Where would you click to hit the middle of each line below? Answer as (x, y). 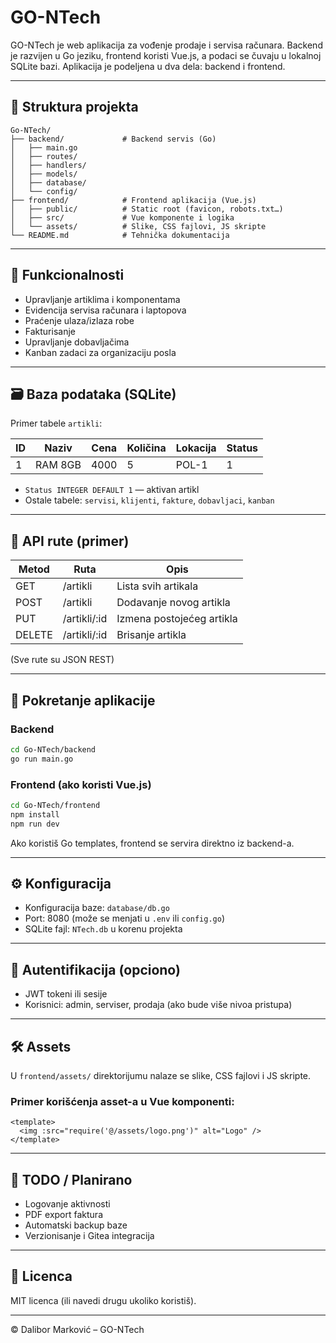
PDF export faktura (64, 1215)
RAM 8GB (58, 465)
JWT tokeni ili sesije (66, 994)
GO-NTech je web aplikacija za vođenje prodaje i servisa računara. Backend (166, 45)
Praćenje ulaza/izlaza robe (79, 320)
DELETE (34, 635)
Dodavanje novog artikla (173, 603)
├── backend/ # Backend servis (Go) (113, 139)
